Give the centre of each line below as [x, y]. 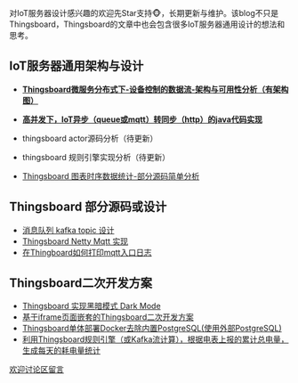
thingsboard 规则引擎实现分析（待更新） [96, 157]
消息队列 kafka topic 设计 [68, 230]
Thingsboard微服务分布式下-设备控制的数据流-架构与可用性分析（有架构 [155, 89]
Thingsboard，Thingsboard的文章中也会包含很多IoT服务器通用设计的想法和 [147, 24]
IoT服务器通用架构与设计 [77, 66]
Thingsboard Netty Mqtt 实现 [75, 241]
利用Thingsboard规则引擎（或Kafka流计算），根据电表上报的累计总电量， [155, 339]
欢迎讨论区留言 [36, 370]
